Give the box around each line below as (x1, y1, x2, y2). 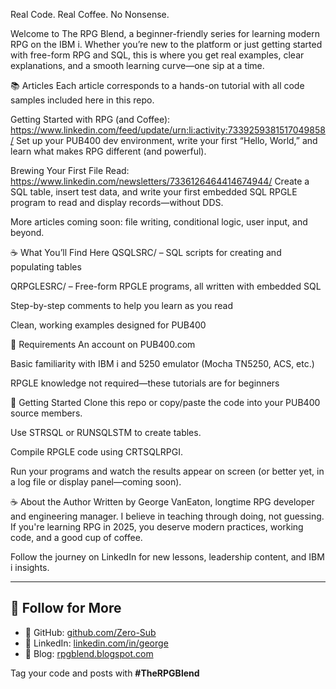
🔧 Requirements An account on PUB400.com (10, 339, 196, 350)
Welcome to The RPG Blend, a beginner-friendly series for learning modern (10, 28, 320, 39)
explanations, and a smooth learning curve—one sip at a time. (10, 60, 265, 71)
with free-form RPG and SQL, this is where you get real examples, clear (10, 49, 305, 61)
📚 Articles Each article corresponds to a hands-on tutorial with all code (10, 80, 305, 91)
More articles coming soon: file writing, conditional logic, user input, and (10, 216, 308, 228)
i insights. (10, 562, 50, 573)
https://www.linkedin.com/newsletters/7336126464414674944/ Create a (10, 175, 310, 187)
